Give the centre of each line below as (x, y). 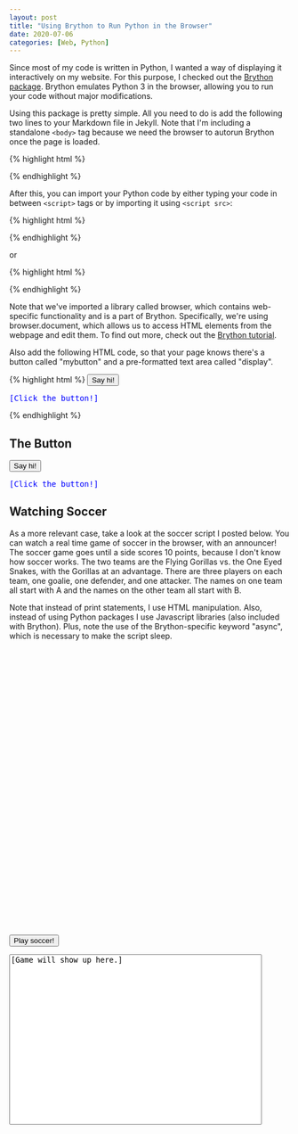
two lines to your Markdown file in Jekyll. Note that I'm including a (130, 123)
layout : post (33, 17)
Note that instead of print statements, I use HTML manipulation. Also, (136, 607)
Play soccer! (34, 940)
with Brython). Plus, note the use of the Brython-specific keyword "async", (146, 626)
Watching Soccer (58, 512)
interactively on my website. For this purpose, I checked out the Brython (141, 78)
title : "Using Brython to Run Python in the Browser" (111, 26)
